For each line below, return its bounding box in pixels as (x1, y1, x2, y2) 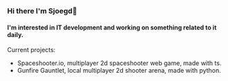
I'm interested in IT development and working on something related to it (7, 23, 217, 32)
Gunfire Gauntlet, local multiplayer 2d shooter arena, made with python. (17, 67, 221, 75)
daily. (7, 30, 24, 38)
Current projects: (7, 46, 56, 54)
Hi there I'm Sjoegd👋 (7, 6, 77, 16)
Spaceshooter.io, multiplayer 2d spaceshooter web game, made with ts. (17, 59, 222, 67)
